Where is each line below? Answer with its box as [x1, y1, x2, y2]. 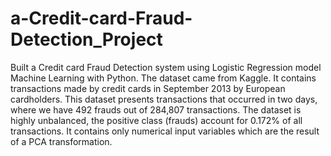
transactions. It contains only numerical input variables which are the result [10, 125, 320, 137]
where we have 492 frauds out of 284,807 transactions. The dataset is [10, 103, 302, 116]
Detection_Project [10, 28, 163, 51]
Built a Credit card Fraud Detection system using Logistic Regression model [10, 61, 322, 73]
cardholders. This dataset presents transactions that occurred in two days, [10, 93, 318, 105]
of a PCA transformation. [10, 135, 113, 147]
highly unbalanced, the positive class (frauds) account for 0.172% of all [10, 114, 303, 126]
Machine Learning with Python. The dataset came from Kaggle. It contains [10, 72, 317, 84]
